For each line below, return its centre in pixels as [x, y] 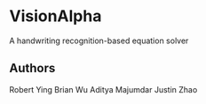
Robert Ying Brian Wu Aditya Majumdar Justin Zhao [103, 89]
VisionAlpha [55, 16]
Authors [32, 68]
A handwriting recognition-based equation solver [99, 41]
